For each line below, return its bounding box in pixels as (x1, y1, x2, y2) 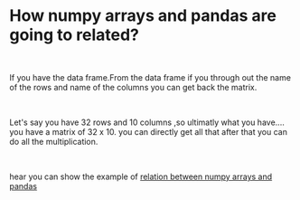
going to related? (9, 24, 140, 45)
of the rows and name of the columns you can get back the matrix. (9, 81, 258, 92)
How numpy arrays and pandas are (9, 5, 277, 26)
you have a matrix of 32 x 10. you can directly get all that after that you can (9, 126, 287, 137)
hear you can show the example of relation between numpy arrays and (9, 171, 273, 182)
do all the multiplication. (9, 136, 98, 147)
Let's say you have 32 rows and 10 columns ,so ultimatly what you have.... (9, 117, 285, 128)
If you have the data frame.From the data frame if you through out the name (9, 71, 292, 82)
